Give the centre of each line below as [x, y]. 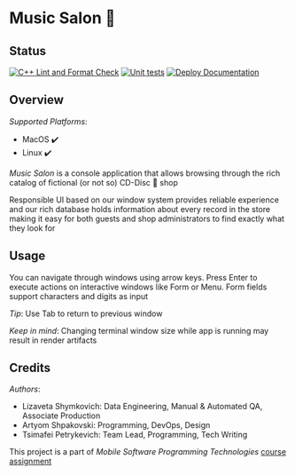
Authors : [25, 389]
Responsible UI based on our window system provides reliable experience [144, 200]
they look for [32, 228]
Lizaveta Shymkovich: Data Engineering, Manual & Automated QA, [142, 407]
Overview [37, 100]
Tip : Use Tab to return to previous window [86, 313]
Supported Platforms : [48, 121]
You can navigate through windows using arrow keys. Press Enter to [133, 277]
